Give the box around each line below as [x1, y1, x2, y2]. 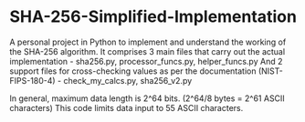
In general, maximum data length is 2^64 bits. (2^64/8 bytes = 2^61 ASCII [9, 93, 285, 104]
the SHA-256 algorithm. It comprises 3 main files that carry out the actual [9, 46, 286, 56]
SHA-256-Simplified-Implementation [9, 6, 297, 27]
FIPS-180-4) [9, 75, 57, 86]
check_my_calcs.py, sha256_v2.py [63, 75, 193, 86]
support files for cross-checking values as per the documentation [9, 66, 257, 76]
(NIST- [258, 66, 283, 76]
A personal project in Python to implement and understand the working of [9, 36, 287, 47]
